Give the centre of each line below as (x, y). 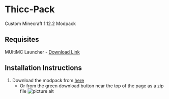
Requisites (22, 40)
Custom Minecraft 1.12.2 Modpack (40, 23)
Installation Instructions (44, 68)
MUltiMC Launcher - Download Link (42, 52)
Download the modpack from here (48, 80)
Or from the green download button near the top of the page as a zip (92, 86)
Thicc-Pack (30, 9)
